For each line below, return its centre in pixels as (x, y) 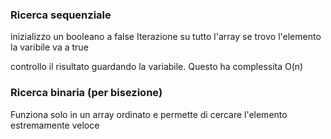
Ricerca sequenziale (61, 15)
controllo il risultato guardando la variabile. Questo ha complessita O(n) (157, 67)
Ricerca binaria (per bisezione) (86, 93)
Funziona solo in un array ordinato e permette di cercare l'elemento (149, 114)
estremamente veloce (55, 125)
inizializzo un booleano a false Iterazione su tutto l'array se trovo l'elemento (166, 37)
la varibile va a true (49, 47)
